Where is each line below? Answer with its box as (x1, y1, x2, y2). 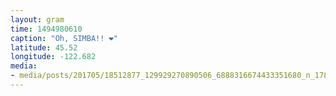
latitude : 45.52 (10, 42, 78, 53)
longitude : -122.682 (10, 52, 97, 62)
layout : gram (10, 14, 65, 25)
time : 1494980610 (10, 24, 83, 34)
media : (10, 61, 38, 71)
